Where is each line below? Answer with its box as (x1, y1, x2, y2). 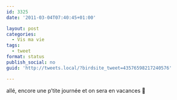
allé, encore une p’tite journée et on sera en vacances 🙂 (6, 87, 145, 94)
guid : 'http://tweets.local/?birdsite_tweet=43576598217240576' (6, 65, 172, 71)
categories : (6, 31, 36, 37)
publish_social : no (6, 59, 56, 65)
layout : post (6, 25, 39, 32)
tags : (6, 42, 20, 48)
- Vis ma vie (12, 37, 45, 43)
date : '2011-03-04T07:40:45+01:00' (6, 15, 96, 21)
